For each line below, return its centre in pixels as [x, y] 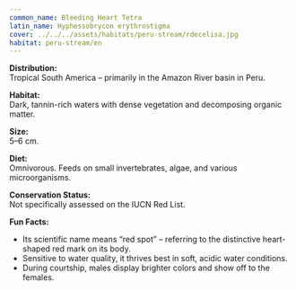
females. [38, 277]
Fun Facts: [29, 222]
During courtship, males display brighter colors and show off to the [146, 268]
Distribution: [33, 68]
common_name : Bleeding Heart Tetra [76, 18]
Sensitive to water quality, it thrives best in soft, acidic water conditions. [155, 259]
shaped [36, 249]
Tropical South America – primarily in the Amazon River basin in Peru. [138, 78]
